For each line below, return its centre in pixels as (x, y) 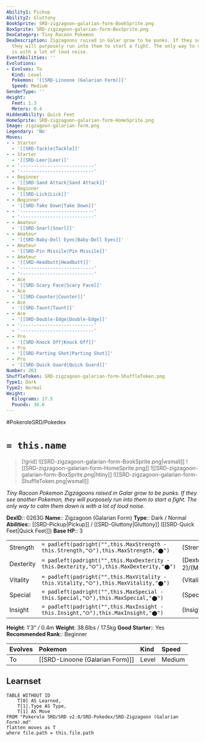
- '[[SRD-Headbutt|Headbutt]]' (52, 263)
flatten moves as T (31, 727)
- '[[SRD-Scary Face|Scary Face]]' (57, 285)
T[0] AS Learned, (39, 701)
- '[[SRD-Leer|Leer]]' (41, 160)
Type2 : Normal (24, 388)
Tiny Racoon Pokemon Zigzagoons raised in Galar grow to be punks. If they (102, 493)
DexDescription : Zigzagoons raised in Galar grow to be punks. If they (99, 40)
